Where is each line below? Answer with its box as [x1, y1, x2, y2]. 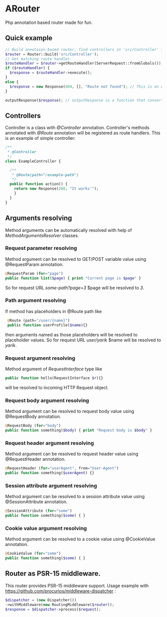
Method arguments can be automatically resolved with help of [5, 227, 132, 233]
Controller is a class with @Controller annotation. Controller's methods [5, 125, 150, 131]
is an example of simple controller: [5, 135, 76, 141]
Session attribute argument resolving [5, 482, 97, 489]
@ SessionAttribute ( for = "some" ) [5, 509, 72, 514]
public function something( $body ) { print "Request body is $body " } [5, 427, 153, 433]
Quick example [5, 34, 53, 42]
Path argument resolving [5, 297, 66, 304]
